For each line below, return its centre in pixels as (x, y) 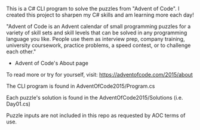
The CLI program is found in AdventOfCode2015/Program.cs (81, 86)
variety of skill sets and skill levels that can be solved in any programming (97, 33)
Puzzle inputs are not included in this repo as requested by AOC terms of (96, 115)
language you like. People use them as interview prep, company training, (96, 39)
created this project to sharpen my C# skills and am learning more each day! (100, 15)
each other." (21, 52)
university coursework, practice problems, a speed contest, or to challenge (99, 45)
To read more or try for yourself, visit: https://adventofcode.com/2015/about (99, 74)
